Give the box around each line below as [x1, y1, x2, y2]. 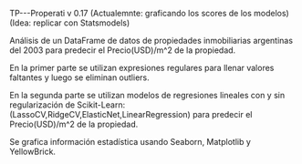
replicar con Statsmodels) [33, 17, 130, 28]
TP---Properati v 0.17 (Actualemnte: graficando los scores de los [9, 8, 253, 18]
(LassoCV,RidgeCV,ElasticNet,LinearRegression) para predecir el [9, 109, 253, 119]
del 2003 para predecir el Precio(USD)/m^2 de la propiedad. [9, 45, 236, 56]
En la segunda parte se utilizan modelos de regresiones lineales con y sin [9, 90, 286, 100]
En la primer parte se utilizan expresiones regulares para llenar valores [9, 63, 275, 73]
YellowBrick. [9, 146, 57, 157]
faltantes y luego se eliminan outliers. [9, 72, 151, 83]
